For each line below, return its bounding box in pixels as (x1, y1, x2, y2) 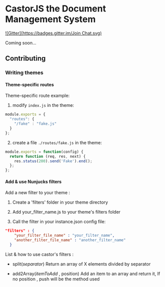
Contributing (5, 54, 46, 63)
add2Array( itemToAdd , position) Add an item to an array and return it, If (12, 271, 161, 277)
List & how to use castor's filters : (5, 251, 74, 257)
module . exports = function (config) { (5, 149, 84, 154)
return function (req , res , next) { (9, 154, 86, 159)
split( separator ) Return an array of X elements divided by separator (12, 261, 151, 267)
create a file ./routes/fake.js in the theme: (12, 139, 102, 145)
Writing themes (5, 69, 44, 76)
